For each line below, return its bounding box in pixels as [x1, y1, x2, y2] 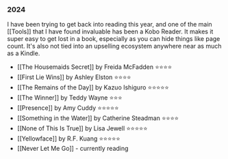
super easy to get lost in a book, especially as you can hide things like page [7, 35, 220, 43]
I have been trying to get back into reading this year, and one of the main [7, 20, 212, 29]
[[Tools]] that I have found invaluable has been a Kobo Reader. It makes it [7, 27, 214, 35]
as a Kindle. [7, 49, 40, 57]
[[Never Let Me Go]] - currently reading [16, 145, 129, 153]
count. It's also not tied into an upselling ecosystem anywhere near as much [7, 42, 222, 50]
